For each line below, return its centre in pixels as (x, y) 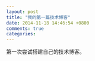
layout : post (22, 12)
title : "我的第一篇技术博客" (38, 17)
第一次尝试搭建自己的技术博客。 (45, 52)
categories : (21, 34)
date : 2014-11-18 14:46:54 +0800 (48, 23)
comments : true (25, 28)
